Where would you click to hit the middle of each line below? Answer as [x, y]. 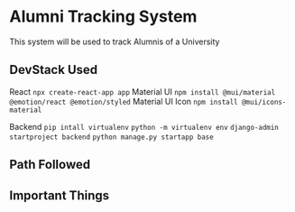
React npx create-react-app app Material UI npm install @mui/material [143, 91]
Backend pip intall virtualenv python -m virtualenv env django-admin [144, 126]
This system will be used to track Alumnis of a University [115, 41]
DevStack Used [54, 70]
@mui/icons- [264, 102]
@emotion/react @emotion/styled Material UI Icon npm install [124, 101]
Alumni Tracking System [103, 17]
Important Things [60, 195]
